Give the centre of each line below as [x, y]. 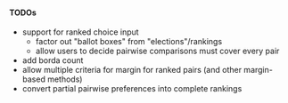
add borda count [53, 60]
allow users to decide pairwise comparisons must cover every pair [157, 51]
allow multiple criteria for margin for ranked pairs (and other [132, 70]
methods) [65, 79]
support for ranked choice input [81, 32]
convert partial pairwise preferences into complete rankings [132, 89]
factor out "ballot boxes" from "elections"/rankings [129, 42]
